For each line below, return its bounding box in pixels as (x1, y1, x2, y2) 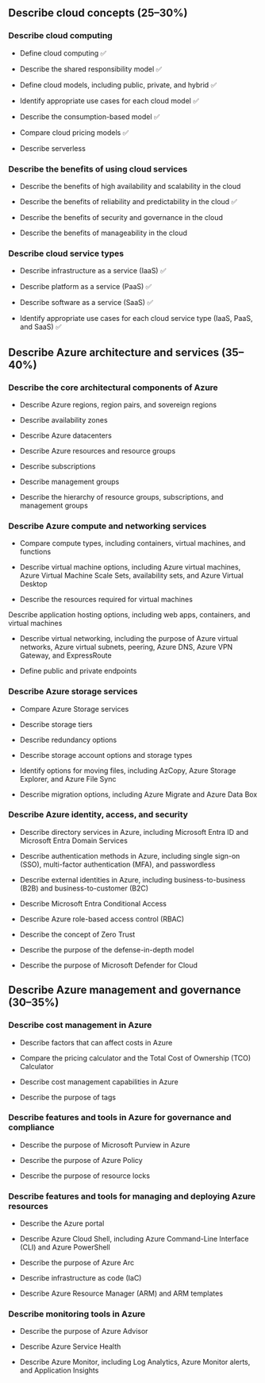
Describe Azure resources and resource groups (19, 446, 176, 455)
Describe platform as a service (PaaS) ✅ (19, 282, 152, 292)
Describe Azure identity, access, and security (8, 809, 189, 821)
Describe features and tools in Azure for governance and (8, 1112, 232, 1123)
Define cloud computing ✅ (19, 48, 107, 58)
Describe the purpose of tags (19, 1092, 117, 1102)
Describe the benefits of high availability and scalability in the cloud (19, 181, 241, 191)
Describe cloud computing (8, 30, 113, 41)
